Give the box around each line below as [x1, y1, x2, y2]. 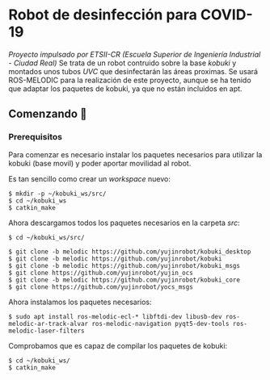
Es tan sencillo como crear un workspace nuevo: [8, 173, 171, 183]
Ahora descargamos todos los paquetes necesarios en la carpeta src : [8, 218, 240, 228]
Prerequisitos [8, 132, 63, 143]
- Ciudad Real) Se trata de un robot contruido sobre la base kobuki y [8, 58, 237, 68]
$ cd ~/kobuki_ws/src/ [8, 233, 85, 241]
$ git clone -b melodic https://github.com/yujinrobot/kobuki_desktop [8, 248, 251, 256]
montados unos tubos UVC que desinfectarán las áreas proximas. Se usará [8, 66, 259, 76]
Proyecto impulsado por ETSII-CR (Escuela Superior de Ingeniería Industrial [8, 49, 261, 59]
